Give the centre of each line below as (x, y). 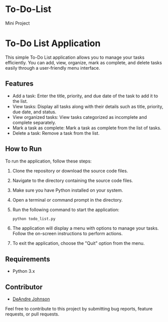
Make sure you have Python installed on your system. (68, 190)
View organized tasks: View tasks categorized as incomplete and (79, 117)
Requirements (28, 259)
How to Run (24, 149)
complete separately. (34, 122)
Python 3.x (24, 271)
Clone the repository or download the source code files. (70, 171)
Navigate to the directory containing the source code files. (73, 180)
